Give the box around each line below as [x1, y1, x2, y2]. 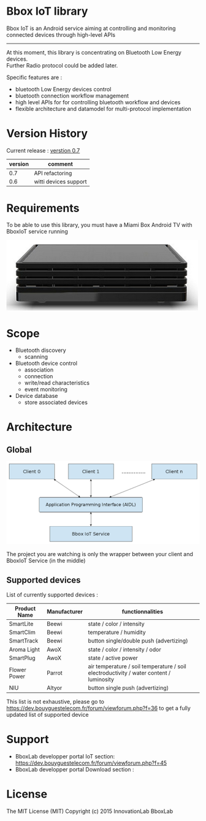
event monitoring [24, 386, 67, 393]
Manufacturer [47, 608, 83, 616]
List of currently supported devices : [6, 591, 98, 598]
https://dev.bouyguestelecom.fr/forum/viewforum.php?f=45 [15, 759, 167, 766]
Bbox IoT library [6, 4, 88, 18]
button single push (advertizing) [88, 684, 169, 692]
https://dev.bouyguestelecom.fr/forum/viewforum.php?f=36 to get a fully [6, 704, 191, 712]
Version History [6, 127, 88, 140]
